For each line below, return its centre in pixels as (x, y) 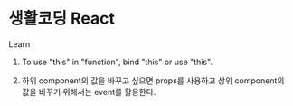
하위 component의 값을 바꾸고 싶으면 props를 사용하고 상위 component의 (153, 80)
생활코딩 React (61, 19)
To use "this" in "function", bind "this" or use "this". (117, 62)
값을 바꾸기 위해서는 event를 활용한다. (89, 92)
